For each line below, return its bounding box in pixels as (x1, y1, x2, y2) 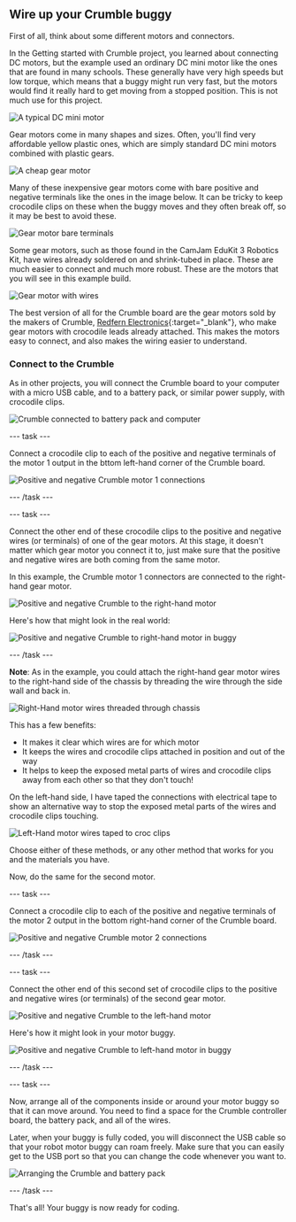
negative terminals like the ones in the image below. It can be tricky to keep (9, 191, 284, 202)
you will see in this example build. (9, 273, 132, 283)
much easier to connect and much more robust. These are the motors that (9, 263, 279, 274)
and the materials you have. (9, 855, 110, 865)
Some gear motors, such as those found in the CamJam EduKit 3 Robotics (9, 244, 279, 255)
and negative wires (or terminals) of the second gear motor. (9, 994, 226, 1004)
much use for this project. (9, 95, 103, 105)
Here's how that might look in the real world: (9, 615, 171, 626)
